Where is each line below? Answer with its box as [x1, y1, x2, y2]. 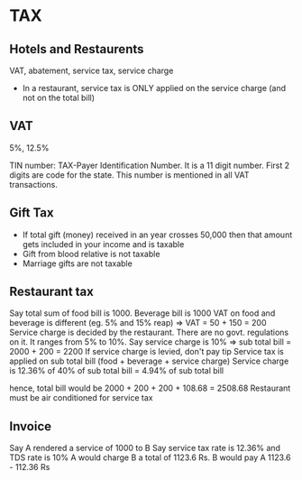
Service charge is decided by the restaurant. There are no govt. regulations [9, 327, 289, 338]
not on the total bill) [22, 92, 96, 103]
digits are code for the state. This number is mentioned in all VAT [9, 169, 250, 180]
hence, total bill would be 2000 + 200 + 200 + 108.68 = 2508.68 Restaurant [9, 383, 291, 393]
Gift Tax [9, 205, 54, 221]
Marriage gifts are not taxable [22, 258, 133, 269]
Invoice [9, 419, 52, 434]
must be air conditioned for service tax [9, 392, 153, 403]
